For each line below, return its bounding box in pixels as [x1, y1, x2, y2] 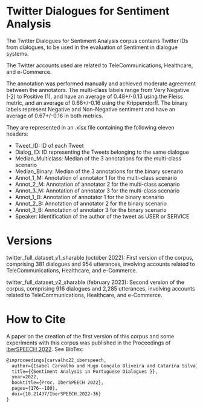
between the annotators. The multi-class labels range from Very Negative [6, 86, 189, 93]
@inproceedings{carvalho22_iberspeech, [6, 357, 107, 363]
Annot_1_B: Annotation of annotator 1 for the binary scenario [14, 193, 164, 200]
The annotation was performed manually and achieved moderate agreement [6, 80, 196, 87]
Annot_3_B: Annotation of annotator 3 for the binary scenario [14, 206, 167, 213]
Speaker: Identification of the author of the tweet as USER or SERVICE [14, 212, 190, 220]
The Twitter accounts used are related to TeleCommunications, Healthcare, [6, 62, 193, 69]
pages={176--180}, [11, 386, 59, 392]
